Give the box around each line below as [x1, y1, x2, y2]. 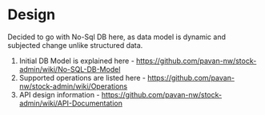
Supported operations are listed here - [18, 73, 146, 82]
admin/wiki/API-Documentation [18, 98, 123, 108]
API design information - [18, 89, 100, 99]
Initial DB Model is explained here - [18, 56, 135, 65]
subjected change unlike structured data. [7, 40, 143, 50]
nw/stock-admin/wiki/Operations [18, 81, 128, 91]
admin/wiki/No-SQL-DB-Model [18, 64, 121, 73]
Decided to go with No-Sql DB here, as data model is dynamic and [7, 32, 226, 42]
